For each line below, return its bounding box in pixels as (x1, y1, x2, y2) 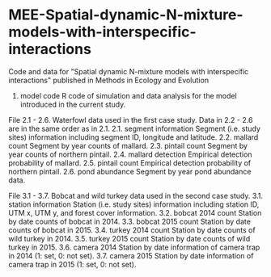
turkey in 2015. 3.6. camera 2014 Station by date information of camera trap (8, 242, 260, 252)
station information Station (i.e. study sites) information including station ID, (8, 199, 260, 209)
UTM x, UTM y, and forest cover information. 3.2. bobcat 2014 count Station (8, 208, 262, 217)
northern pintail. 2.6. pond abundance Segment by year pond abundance (8, 166, 252, 176)
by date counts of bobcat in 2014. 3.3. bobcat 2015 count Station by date (8, 216, 251, 226)
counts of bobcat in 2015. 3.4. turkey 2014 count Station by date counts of (8, 225, 256, 235)
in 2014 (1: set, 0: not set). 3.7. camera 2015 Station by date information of (8, 250, 254, 260)
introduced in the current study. (19, 99, 126, 109)
